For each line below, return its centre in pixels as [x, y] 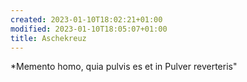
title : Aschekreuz [48, 38]
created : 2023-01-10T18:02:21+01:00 [86, 19]
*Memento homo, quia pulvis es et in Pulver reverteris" [124, 67]
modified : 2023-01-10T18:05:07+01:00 [89, 29]
